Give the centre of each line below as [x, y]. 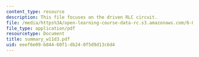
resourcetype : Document [36, 34]
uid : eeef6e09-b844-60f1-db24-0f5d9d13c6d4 [61, 45]
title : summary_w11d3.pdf [38, 39]
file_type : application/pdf [41, 28]
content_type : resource [36, 12]
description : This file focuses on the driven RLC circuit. [82, 17]
